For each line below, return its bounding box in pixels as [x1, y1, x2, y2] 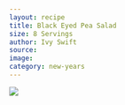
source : [9, 46, 38, 55]
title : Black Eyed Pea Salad [9, 21, 117, 30]
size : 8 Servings [9, 29, 74, 38]
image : [9, 54, 34, 63]
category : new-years [9, 63, 86, 71]
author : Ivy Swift [9, 37, 77, 47]
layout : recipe [9, 12, 66, 22]
